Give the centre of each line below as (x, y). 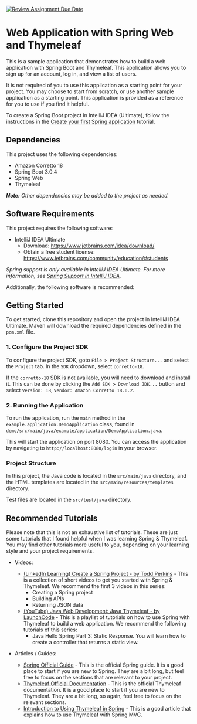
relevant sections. (45, 702)
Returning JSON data (58, 605)
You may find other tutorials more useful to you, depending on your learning (98, 545)
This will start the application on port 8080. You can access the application (96, 441)
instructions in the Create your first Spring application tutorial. (81, 121)
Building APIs (48, 599)
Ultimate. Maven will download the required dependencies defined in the (94, 326)
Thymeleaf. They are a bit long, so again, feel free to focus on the (102, 696)
